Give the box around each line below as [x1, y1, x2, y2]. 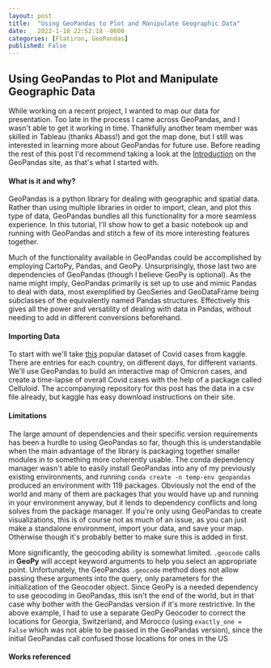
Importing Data [8, 331, 61, 340]
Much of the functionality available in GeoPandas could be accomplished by [8, 252, 262, 263]
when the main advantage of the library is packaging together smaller [8, 446, 240, 455]
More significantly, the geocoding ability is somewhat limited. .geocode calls [8, 548, 260, 557]
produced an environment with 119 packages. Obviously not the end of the [8, 480, 256, 490]
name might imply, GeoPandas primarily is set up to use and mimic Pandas [8, 278, 257, 288]
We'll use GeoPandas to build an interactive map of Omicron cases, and [8, 366, 248, 376]
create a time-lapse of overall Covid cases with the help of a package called [8, 375, 262, 385]
